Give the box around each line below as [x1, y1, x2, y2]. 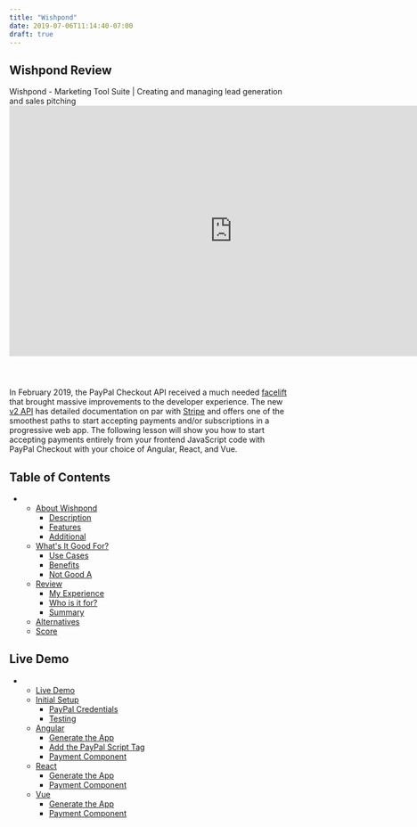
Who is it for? [48, 598, 98, 608]
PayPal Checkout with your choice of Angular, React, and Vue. [9, 444, 238, 454]
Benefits [48, 560, 80, 570]
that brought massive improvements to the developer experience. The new [9, 397, 283, 407]
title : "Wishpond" [9, 12, 78, 22]
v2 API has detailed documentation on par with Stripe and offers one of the [9, 406, 285, 417]
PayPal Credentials [48, 703, 119, 714]
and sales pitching [9, 95, 77, 107]
